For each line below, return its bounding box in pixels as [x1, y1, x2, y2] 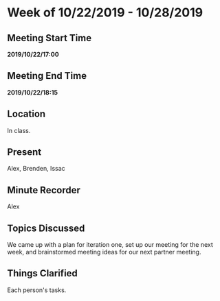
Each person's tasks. [7, 286, 67, 294]
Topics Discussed [7, 222, 85, 234]
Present [7, 146, 42, 158]
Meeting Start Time [7, 32, 92, 44]
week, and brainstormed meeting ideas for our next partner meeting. [7, 248, 201, 256]
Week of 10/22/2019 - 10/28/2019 [7, 5, 203, 21]
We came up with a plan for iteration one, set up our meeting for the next [7, 241, 213, 249]
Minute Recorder [7, 184, 80, 196]
